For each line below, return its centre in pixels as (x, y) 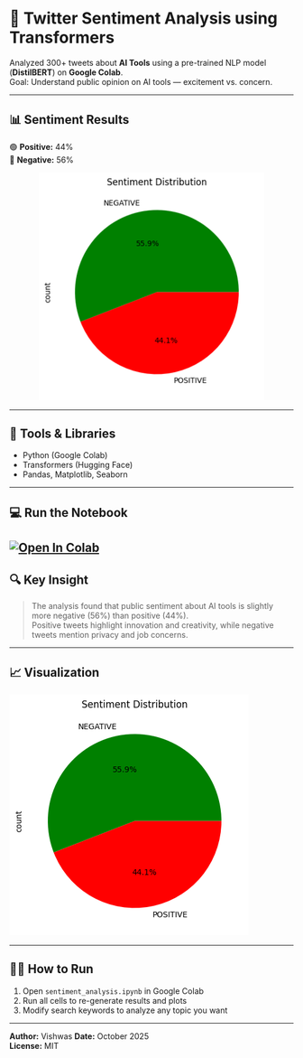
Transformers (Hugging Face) (78, 465)
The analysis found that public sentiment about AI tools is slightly (152, 605)
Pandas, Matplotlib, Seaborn (75, 474)
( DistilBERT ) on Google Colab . (66, 72)
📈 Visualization (55, 673)
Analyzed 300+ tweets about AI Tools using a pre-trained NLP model (138, 62)
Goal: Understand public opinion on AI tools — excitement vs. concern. (141, 81)
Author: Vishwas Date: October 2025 (79, 1036)
